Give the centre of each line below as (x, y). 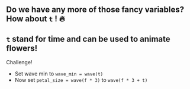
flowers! (22, 48)
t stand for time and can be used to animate (88, 39)
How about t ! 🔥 (36, 19)
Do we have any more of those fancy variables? (95, 10)
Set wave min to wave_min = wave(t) (59, 74)
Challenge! (19, 62)
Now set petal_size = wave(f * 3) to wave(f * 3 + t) (81, 80)
